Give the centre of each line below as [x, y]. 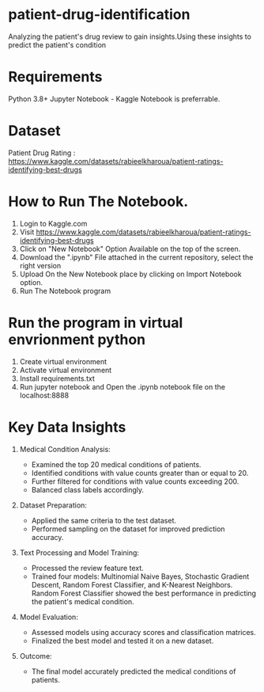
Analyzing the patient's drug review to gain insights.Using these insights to [130, 36]
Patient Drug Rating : [42, 153]
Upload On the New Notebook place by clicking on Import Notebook [131, 274]
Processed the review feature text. [87, 568]
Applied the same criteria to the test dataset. [104, 520]
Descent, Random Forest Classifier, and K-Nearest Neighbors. [132, 584]
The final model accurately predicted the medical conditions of [134, 671]
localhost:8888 [44, 395]
